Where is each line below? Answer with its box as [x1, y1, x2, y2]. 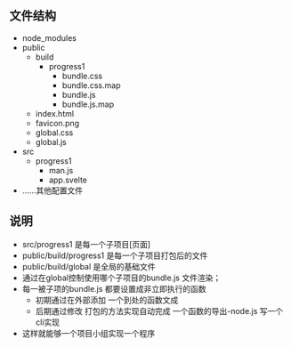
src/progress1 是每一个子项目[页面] [21, 238, 151, 249]
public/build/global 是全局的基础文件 [21, 261, 156, 271]
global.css [35, 127, 74, 138]
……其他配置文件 [21, 185, 83, 196]
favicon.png [35, 117, 80, 128]
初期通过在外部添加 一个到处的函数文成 [35, 295, 179, 305]
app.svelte [48, 174, 87, 185]
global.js [35, 136, 67, 147]
